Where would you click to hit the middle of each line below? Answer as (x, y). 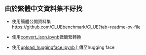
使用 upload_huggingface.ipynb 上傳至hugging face (63, 47)
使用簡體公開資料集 (31, 21)
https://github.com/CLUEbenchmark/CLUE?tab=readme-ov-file (76, 27)
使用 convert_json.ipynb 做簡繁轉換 (46, 37)
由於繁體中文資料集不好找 (43, 9)
